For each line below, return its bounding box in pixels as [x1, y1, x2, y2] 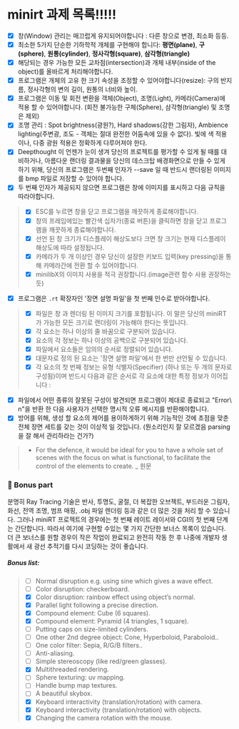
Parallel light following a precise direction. [35, 601, 158, 609]
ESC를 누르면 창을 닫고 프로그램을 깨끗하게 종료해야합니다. [35, 208, 198, 216]
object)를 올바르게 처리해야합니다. [17, 67, 113, 76]
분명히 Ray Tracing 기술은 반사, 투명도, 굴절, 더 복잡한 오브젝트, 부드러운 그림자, [7, 497, 230, 506]
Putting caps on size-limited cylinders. [35, 625, 148, 633]
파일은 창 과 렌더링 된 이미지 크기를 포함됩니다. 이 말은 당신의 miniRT [35, 309, 227, 317]
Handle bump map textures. [35, 681, 118, 690]
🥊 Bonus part [7, 480, 54, 490]
